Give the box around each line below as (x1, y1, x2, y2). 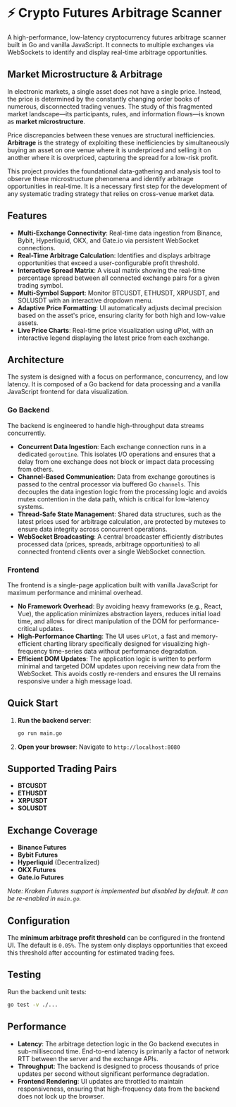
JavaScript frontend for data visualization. (7, 388, 129, 396)
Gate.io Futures (17, 873, 64, 881)
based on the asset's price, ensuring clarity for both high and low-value (17, 311, 225, 319)
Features (7, 210, 47, 222)
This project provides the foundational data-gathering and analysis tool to (7, 166, 221, 176)
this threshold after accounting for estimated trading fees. (7, 948, 175, 957)
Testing (7, 969, 42, 981)
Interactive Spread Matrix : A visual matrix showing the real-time (17, 266, 206, 274)
